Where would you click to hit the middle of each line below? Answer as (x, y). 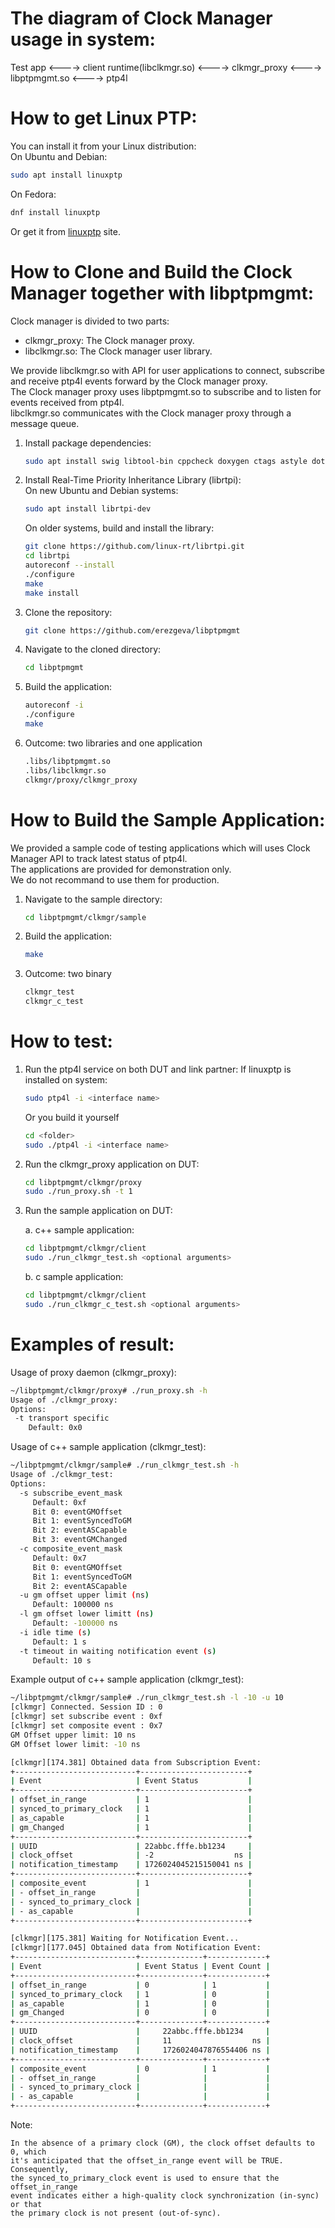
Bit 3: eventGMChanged (80, 1540)
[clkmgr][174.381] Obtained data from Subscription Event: (136, 1762)
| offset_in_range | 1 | (131, 1800)
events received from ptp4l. (67, 402)
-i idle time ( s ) (55, 1632)
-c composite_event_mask (71, 1549)
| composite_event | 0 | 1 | (140, 2068)
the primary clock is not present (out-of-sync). (116, 2213)
